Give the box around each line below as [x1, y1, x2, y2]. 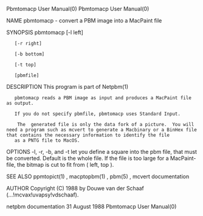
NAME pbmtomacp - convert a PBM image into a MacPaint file [6, 17, 162, 24]
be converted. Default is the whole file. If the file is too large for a [6, 155, 169, 162]
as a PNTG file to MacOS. [14, 138, 80, 144]
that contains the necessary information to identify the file [6, 132, 170, 138]
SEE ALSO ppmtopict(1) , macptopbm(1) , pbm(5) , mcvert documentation [6, 173, 190, 180]
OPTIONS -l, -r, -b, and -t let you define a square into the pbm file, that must [6, 148, 198, 155]
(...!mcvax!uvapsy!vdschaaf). [6, 191, 79, 198]
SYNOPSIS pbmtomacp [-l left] [6, 29, 84, 36]
